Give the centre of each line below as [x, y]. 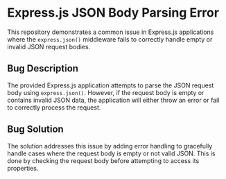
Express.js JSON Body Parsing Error [113, 13]
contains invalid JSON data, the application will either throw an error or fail [113, 100]
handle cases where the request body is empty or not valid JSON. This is [111, 153]
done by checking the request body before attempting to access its [103, 160]
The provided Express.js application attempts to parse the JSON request [111, 85]
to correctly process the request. [54, 107]
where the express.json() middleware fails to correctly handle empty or [110, 39]
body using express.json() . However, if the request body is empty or [106, 92]
